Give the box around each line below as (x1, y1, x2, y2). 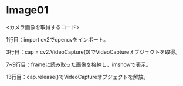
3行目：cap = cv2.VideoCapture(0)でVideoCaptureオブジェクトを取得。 (6, 48, 181, 56)
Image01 (6, 4, 49, 17)
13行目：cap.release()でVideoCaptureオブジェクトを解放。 (6, 73, 149, 80)
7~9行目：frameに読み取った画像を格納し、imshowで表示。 (6, 61, 151, 68)
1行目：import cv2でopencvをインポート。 (6, 36, 109, 43)
